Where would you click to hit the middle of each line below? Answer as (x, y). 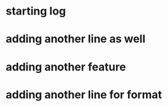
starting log (36, 11)
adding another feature (66, 67)
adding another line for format (84, 95)
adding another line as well (75, 39)
